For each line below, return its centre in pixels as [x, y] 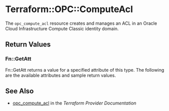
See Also [19, 91]
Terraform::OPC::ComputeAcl [69, 9]
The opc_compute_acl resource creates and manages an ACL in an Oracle [81, 23]
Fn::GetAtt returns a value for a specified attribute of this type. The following [85, 70]
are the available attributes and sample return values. [61, 75]
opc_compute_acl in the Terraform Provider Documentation [74, 103]
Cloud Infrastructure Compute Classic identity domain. [62, 28]
